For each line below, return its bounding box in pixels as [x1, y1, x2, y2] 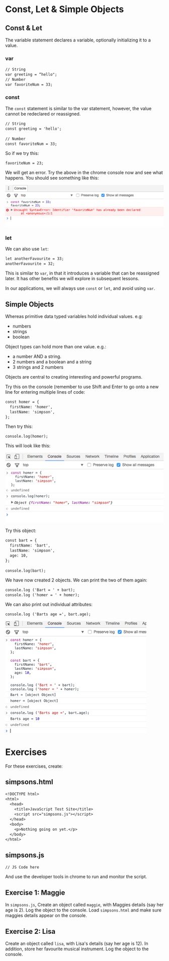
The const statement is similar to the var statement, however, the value [5, 105, 152, 112]
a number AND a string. [12, 353, 62, 359]
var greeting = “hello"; [5, 72, 57, 77]
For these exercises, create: [5, 763, 63, 769]
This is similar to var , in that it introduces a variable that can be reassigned [5, 270, 159, 276]
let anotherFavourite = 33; [5, 256, 64, 261]
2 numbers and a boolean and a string [12, 359, 92, 365]
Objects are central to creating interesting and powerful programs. [5, 374, 142, 380]
